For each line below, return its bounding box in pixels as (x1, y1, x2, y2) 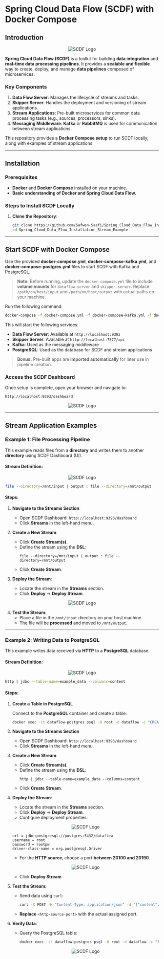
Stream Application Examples (5, 421, 97, 430)
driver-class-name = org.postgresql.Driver (12, 847, 102, 851)
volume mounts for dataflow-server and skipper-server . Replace (17, 283, 150, 289)
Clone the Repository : (12, 214, 58, 219)
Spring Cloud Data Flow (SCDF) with (5, 3, 154, 15)
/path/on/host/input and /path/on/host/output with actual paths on (17, 288, 155, 294)
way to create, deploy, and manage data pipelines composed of (5, 66, 134, 72)
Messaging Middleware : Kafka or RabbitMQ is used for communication (12, 121, 158, 127)
